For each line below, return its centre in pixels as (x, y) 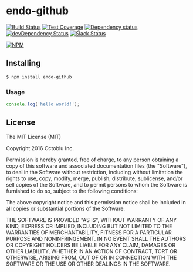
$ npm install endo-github (39, 77)
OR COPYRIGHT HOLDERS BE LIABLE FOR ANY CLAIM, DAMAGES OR (91, 245)
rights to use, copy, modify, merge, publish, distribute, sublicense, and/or (94, 178)
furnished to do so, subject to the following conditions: (72, 191)
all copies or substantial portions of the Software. (65, 208)
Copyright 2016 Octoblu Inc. (40, 148)
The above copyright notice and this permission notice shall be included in (96, 202)
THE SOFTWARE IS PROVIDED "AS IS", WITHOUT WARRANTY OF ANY (92, 220)
